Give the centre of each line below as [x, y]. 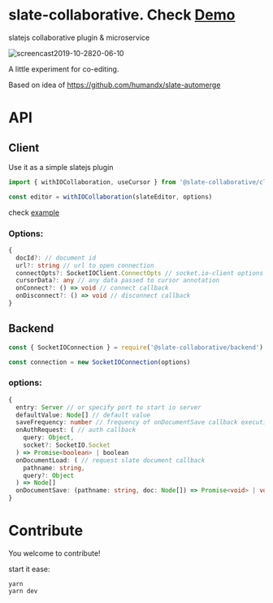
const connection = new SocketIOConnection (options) [100, 362]
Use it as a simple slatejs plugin [61, 167]
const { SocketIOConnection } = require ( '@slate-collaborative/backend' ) [136, 347]
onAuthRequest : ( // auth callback [76, 430]
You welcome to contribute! [54, 553]
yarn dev [23, 592]
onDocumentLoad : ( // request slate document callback [110, 460]
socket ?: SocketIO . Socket [67, 445]
